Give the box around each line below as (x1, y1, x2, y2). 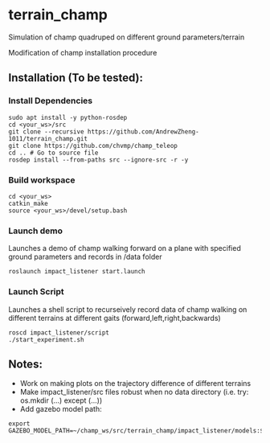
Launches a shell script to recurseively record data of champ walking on (8, 304, 247, 314)
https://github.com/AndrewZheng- (87, 127, 199, 136)
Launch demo (8, 225, 63, 236)
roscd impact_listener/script (8, 328, 110, 337)
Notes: (8, 357, 43, 371)
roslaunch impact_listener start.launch (8, 268, 146, 276)
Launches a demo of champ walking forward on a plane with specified (8, 244, 241, 253)
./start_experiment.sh (8, 335, 84, 343)
